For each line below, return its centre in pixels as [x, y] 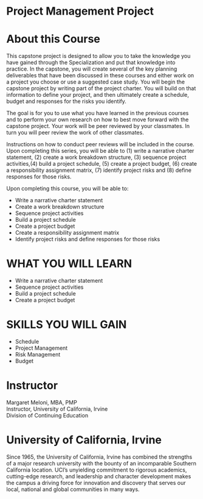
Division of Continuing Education [47, 415]
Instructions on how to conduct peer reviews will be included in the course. [100, 144]
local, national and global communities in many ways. [73, 489]
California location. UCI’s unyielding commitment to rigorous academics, [97, 470]
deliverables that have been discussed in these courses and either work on [100, 76]
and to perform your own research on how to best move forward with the [98, 119]
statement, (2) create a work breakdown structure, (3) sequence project [96, 157]
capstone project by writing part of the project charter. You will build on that [101, 88]
